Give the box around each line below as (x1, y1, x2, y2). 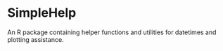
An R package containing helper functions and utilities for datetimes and (7, 28, 217, 36)
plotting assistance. (7, 35, 65, 43)
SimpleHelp (7, 5, 77, 21)
